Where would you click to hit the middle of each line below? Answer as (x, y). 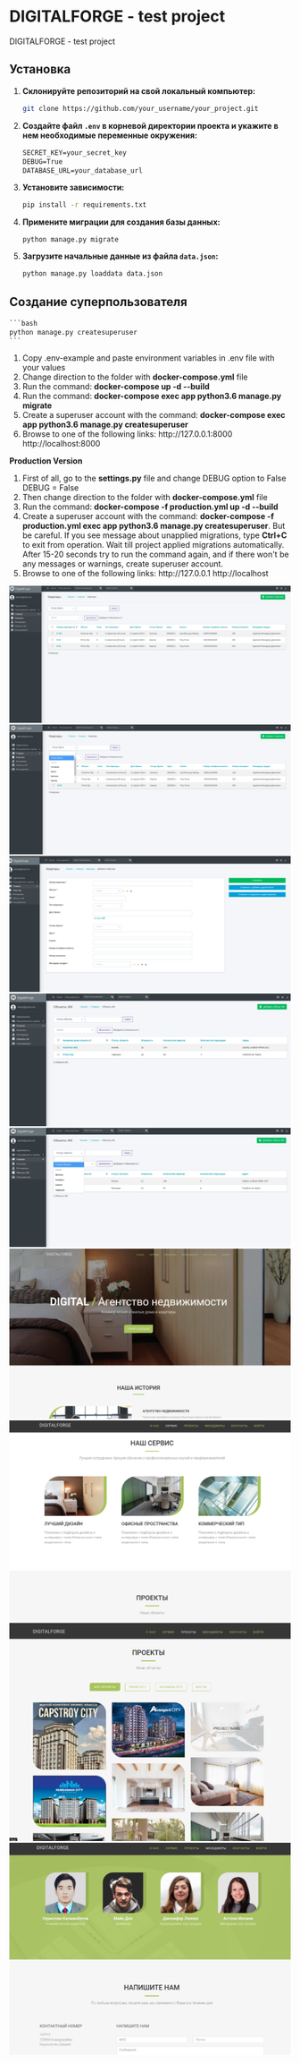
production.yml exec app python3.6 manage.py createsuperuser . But (154, 526)
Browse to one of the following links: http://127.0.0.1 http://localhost (146, 574)
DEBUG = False (50, 488)
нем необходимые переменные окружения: (110, 135)
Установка (40, 69)
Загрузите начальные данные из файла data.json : (120, 256)
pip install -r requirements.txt (84, 205)
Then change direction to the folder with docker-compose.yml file (145, 498)
